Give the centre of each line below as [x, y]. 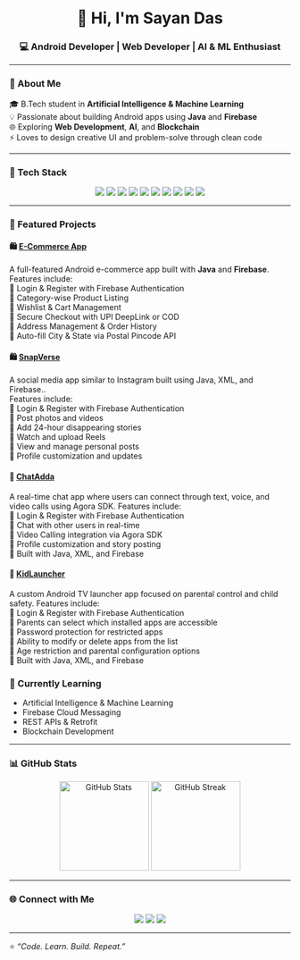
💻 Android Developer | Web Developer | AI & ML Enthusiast [150, 46]
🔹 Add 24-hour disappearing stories [75, 427]
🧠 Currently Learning [55, 683]
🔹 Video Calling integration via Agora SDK [86, 535]
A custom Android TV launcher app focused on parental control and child [144, 594]
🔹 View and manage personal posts [75, 447]
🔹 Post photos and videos [57, 418]
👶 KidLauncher [37, 574]
